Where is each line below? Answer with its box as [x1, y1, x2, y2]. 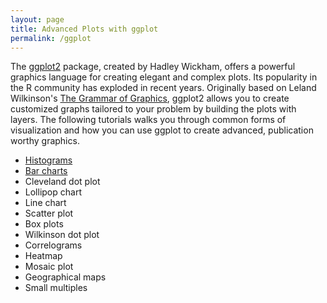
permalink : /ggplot [10, 33, 92, 43]
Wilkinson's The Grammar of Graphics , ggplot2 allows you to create [10, 92, 290, 105]
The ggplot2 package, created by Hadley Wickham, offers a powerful [10, 61, 296, 73]
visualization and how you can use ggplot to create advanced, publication [10, 124, 314, 136]
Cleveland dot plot [24, 176, 101, 188]
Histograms [24, 154, 73, 166]
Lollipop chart [24, 186, 82, 198]
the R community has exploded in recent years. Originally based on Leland [10, 82, 317, 94]
